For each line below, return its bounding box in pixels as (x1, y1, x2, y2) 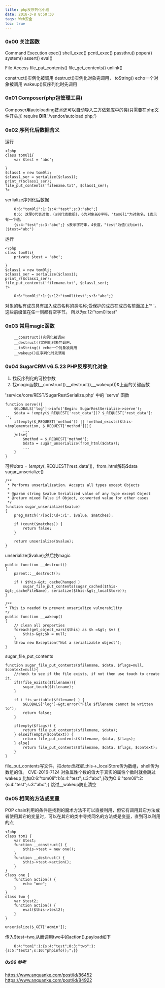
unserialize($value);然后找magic (5, 552, 71, 558)
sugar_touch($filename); (23, 684, 74, 689)
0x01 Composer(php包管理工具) (5, 94, 83, 101)
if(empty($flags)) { (14, 723, 56, 728)
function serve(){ (5, 402, 43, 407)
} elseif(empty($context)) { (14, 732, 74, 737)
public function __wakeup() (5, 614, 63, 619)
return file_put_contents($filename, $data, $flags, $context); (23, 745, 158, 750)
